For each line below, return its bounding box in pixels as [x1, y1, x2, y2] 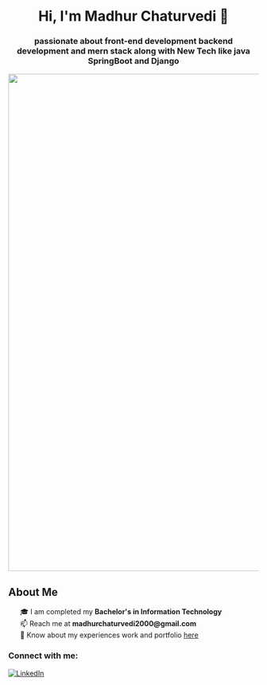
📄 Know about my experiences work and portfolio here [19, 630, 199, 640]
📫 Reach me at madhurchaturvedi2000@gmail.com [19, 619, 197, 629]
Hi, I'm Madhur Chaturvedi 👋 [38, 7, 229, 25]
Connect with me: [8, 650, 79, 661]
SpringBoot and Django [87, 56, 180, 67]
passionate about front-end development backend [34, 36, 233, 47]
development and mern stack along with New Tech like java [17, 45, 250, 56]
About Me [8, 585, 58, 599]
